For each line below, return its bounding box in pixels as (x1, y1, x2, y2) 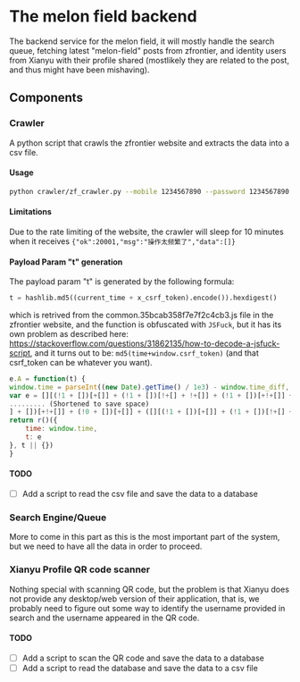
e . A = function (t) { (9, 374, 87, 383)
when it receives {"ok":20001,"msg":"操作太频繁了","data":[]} (9, 235, 237, 247)
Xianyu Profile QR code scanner (9, 563, 150, 576)
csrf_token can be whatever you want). (9, 357, 154, 367)
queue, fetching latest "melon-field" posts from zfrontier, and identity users (9, 45, 287, 55)
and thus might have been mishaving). (9, 64, 150, 75)
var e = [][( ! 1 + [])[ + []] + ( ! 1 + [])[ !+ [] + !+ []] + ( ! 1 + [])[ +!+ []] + (9, 391, 294, 400)
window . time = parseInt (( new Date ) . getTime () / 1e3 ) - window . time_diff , (9, 383, 290, 392)
